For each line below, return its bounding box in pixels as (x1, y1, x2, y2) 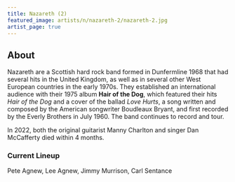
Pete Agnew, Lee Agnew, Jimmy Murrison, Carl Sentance (7, 167, 173, 175)
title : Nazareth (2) (7, 10, 68, 17)
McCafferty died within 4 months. (7, 134, 105, 142)
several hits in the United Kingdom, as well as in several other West (7, 75, 201, 84)
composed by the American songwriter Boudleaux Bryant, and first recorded (7, 105, 229, 113)
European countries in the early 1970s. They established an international (7, 83, 216, 91)
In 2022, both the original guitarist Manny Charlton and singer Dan (7, 126, 199, 134)
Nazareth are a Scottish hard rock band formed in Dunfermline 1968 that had (7, 68, 229, 76)
